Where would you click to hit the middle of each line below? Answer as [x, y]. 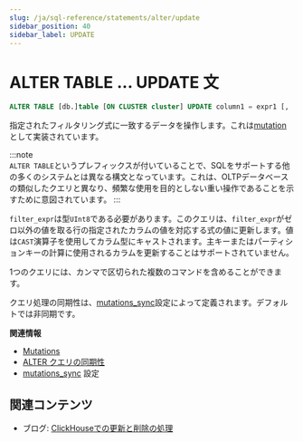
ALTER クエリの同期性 [64, 362]
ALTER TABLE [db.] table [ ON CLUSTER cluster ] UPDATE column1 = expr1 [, [149, 107]
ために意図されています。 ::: [69, 199]
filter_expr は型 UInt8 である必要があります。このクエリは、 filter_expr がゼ [151, 219]
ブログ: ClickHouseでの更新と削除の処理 [98, 428]
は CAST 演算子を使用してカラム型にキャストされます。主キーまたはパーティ [147, 242]
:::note [21, 155]
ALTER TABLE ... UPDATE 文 [114, 82]
